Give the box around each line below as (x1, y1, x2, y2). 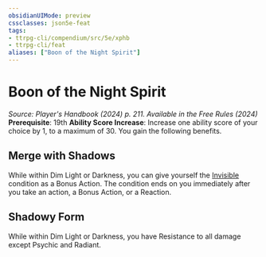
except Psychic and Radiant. (8, 239, 102, 249)
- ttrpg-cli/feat (8, 41, 66, 49)
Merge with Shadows (8, 149, 115, 163)
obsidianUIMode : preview (8, 11, 91, 20)
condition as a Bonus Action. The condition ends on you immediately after (8, 178, 251, 188)
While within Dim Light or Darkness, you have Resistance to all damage (8, 232, 241, 241)
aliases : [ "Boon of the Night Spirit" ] (8, 49, 141, 56)
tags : (8, 26, 26, 34)
